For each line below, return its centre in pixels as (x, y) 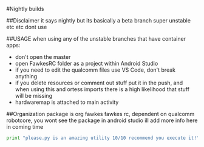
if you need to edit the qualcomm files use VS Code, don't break (95, 70)
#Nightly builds (25, 9)
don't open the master (43, 57)
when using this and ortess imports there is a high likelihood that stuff (102, 89)
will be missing (34, 96)
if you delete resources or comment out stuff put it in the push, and (99, 83)
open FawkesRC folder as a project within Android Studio (87, 63)
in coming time (25, 127)
